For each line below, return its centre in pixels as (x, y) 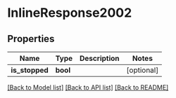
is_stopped (30, 70)
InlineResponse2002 (70, 13)
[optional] (143, 70)
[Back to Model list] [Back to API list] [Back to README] (88, 87)
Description (100, 58)
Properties (31, 39)
